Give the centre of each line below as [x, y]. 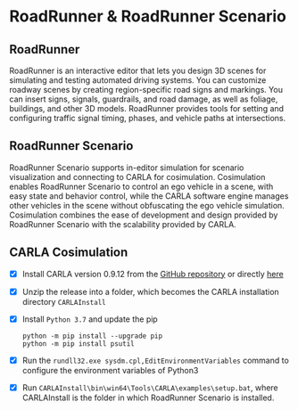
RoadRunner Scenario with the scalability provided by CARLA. [123, 224]
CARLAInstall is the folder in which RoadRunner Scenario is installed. [148, 398]
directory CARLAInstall [64, 301]
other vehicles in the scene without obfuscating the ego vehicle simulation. [147, 205]
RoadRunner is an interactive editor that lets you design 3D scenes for [138, 70]
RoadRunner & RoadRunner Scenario [148, 16]
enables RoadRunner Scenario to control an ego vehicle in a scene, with [141, 186]
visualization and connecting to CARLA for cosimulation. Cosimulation [137, 176]
